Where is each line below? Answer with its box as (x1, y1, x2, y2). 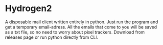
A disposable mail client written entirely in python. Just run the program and (5, 19, 158, 25)
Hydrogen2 (5, 3, 52, 14)
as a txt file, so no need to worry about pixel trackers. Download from (5, 29, 145, 35)
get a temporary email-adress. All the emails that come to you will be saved (5, 24, 157, 30)
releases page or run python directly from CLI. (5, 34, 98, 40)
